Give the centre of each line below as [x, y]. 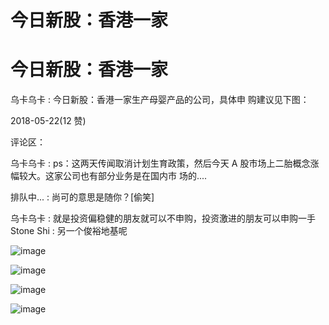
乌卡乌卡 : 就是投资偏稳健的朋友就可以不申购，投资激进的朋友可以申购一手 [163, 218]
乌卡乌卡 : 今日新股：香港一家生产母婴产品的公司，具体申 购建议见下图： [160, 100]
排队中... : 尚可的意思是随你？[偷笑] [82, 197]
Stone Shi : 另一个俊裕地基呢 [69, 231]
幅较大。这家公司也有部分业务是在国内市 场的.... [109, 176]
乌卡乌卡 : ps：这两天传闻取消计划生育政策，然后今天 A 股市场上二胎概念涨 [165, 163]
